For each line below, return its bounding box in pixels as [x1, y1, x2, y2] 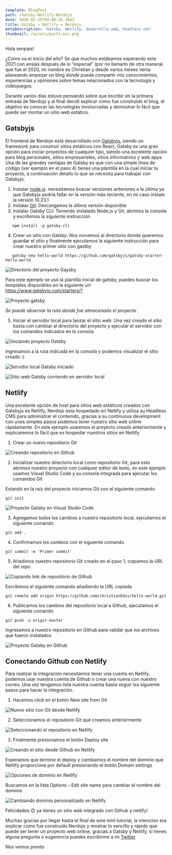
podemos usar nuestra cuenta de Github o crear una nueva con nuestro [5, 676, 157, 682]
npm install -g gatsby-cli [12, 223, 70, 228]
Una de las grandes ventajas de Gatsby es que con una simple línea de [5, 159, 156, 166]
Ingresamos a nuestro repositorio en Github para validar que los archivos [5, 627, 160, 633]
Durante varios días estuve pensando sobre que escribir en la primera [5, 93, 153, 99]
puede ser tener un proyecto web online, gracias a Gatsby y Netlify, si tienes [5, 828, 167, 834]
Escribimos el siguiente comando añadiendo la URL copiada [5, 583, 132, 589]
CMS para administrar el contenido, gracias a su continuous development [5, 413, 161, 419]
